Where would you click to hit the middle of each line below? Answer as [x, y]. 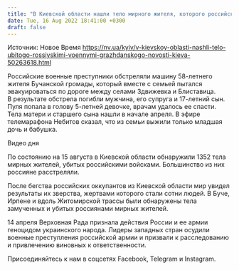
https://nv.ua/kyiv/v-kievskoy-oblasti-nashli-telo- [154, 48]
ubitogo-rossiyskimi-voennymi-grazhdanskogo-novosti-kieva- [99, 55]
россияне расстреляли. [43, 172]
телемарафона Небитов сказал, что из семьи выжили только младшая [115, 122]
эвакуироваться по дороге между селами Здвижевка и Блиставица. [112, 92]
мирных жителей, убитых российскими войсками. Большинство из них [116, 165]
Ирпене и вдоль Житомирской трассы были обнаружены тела [102, 201]
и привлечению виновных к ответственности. [77, 245]
